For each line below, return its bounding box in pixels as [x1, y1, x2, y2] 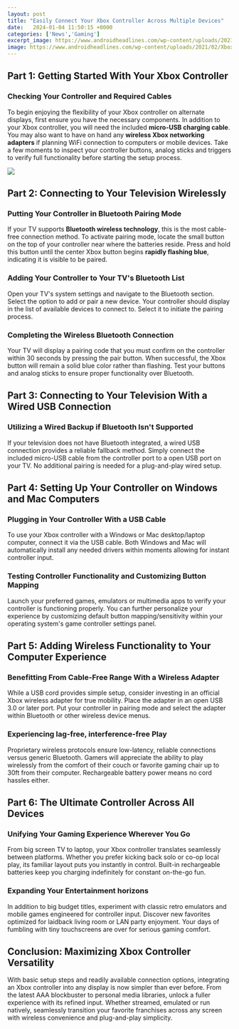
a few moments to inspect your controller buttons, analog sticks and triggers [7, 146, 231, 154]
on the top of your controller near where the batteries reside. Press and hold [7, 240, 231, 249]
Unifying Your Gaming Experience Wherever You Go [7, 829, 191, 839]
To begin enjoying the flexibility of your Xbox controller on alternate [7, 108, 205, 116]
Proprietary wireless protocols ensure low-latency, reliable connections [7, 746, 216, 754]
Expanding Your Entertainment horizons [7, 886, 149, 896]
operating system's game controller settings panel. [7, 619, 156, 628]
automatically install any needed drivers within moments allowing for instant [7, 546, 230, 554]
